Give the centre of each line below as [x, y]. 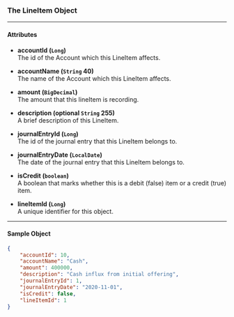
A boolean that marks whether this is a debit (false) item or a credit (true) [122, 183]
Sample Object [29, 234]
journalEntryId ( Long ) [48, 134]
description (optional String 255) [66, 113]
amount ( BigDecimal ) [47, 92]
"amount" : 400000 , [46, 268]
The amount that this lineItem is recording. [78, 99]
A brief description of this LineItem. [68, 120]
